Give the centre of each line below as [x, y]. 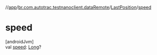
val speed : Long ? [24, 47]
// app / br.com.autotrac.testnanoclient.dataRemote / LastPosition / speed [78, 7]
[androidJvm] [20, 41]
